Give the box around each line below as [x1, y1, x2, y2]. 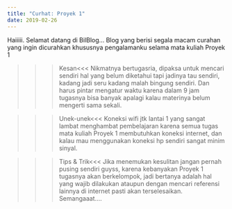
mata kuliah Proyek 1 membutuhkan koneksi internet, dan [58, 129, 222, 137]
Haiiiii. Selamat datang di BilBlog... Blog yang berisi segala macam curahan [7, 35, 221, 44]
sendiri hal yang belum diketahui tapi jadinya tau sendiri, [58, 71, 220, 80]
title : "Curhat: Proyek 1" [7, 10, 85, 17]
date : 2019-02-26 [7, 17, 58, 24]
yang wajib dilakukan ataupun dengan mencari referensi [58, 179, 220, 187]
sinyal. [58, 144, 78, 152]
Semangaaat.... [58, 194, 102, 202]
